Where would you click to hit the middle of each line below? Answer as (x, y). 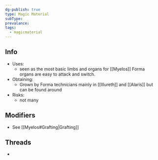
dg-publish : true (23, 10)
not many (29, 100)
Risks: (18, 95)
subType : (14, 19)
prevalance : (17, 23)
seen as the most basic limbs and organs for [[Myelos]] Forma (82, 69)
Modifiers (20, 115)
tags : (11, 28)
